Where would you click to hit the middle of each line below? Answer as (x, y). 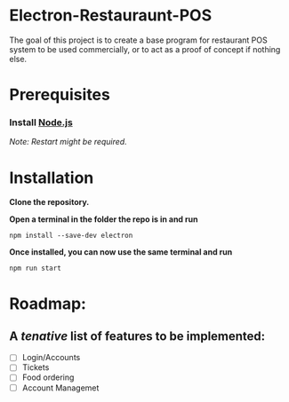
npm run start (36, 268)
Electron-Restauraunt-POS (110, 16)
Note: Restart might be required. (68, 142)
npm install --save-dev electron (71, 236)
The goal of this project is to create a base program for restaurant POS (139, 40)
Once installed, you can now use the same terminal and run (121, 252)
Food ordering (48, 377)
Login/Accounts (51, 358)
